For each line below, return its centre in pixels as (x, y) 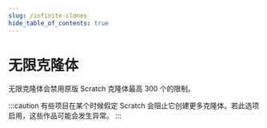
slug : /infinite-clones (48, 16)
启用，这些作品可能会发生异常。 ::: (65, 116)
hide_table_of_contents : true (59, 23)
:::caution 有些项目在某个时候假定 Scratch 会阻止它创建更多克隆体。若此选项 (134, 106)
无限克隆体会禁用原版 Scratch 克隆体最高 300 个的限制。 (102, 89)
